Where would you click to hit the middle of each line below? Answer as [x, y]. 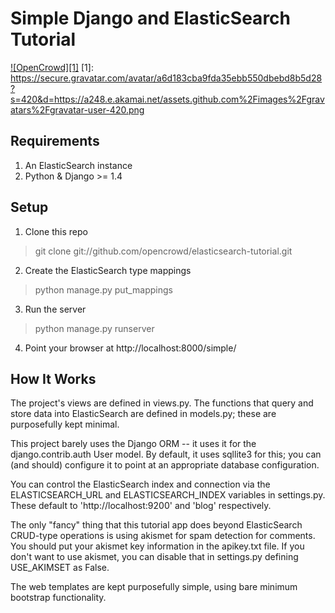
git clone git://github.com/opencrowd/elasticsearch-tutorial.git [163, 251]
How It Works [53, 378]
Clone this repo [56, 231]
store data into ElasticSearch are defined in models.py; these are [143, 414]
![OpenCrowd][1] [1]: [52, 67]
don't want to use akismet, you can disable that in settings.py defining [154, 557]
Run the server [55, 309]
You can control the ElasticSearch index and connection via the [140, 484]
